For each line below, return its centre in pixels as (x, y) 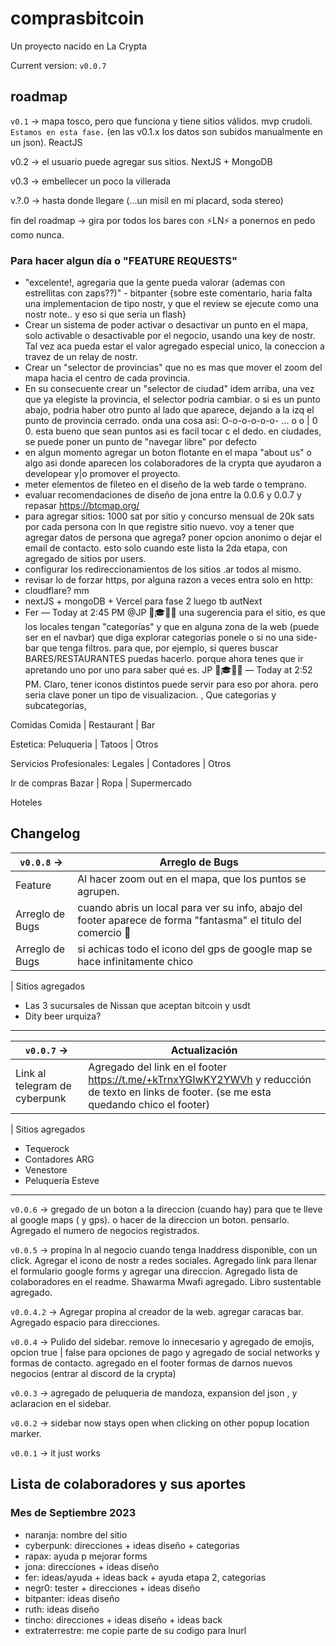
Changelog (45, 833)
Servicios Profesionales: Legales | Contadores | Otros (121, 764)
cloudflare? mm (57, 591)
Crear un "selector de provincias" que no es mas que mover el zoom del (173, 368)
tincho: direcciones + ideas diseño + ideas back (123, 1619)
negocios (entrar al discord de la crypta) (93, 1373)
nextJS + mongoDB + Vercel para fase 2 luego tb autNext (143, 601)
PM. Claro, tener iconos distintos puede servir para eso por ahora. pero (171, 684)
